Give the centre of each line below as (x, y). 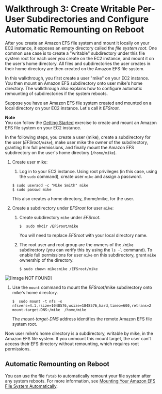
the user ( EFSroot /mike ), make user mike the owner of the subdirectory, (77, 142)
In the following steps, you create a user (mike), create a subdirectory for (78, 137)
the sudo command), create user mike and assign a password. (81, 176)
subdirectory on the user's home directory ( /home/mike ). (61, 152)
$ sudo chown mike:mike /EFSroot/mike (58, 269)
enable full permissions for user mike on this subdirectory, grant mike (88, 255)
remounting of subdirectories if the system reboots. (57, 94)
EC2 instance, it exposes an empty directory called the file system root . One (81, 48)
